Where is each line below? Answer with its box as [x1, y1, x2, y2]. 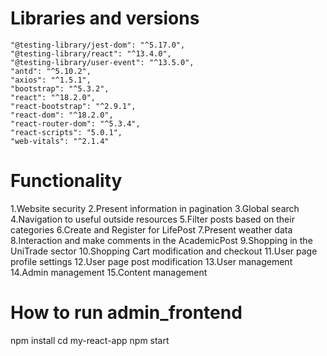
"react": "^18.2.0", [10, 92, 97, 102]
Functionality [10, 170, 123, 192]
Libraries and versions [10, 7, 200, 30]
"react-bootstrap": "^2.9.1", [10, 101, 137, 111]
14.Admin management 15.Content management [10, 266, 208, 278]
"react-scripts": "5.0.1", [10, 127, 123, 137]
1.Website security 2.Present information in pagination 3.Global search [10, 202, 300, 214]
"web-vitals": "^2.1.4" [10, 136, 110, 146]
